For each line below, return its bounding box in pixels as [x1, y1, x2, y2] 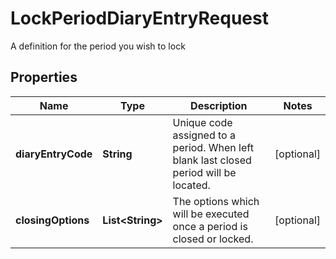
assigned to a [172, 128, 236, 142]
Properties [10, 69, 78, 86]
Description [190, 98, 248, 112]
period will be [172, 165, 237, 179]
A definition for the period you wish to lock [10, 40, 186, 52]
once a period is [172, 219, 248, 233]
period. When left [172, 140, 254, 154]
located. [172, 178, 211, 192]
